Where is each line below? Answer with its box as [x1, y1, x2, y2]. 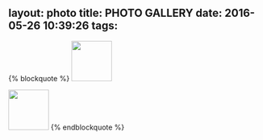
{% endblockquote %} [50, 122, 125, 132]
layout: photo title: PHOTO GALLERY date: [8, 6, 223, 20]
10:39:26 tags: [43, 19, 119, 33]
